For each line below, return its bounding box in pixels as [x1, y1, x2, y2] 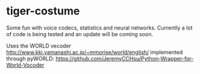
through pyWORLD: [6, 55, 55, 62]
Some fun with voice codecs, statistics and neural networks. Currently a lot [6, 24, 193, 31]
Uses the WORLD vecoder [6, 42, 71, 49]
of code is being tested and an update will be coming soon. [6, 30, 154, 37]
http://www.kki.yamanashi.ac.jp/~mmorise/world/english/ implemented [6, 48, 183, 55]
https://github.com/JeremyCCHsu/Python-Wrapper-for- [55, 55, 194, 62]
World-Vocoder [6, 61, 45, 69]
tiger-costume [6, 4, 80, 18]
